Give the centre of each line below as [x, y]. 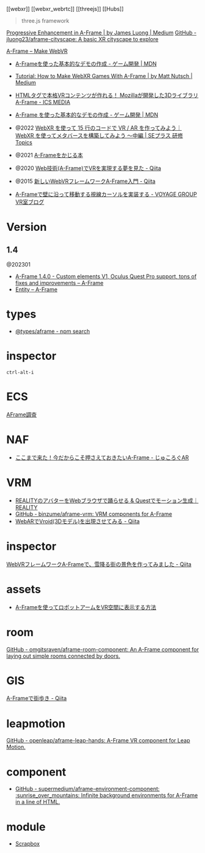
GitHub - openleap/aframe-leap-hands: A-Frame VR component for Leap [98, 741]
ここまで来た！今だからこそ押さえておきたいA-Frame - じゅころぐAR [102, 458]
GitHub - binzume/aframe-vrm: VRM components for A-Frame [94, 514]
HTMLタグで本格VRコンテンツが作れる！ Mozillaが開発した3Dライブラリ [107, 95]
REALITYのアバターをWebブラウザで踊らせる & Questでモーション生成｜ [107, 501]
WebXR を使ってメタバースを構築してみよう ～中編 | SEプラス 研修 [99, 135]
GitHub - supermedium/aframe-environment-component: [88, 789]
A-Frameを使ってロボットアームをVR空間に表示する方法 [86, 607]
